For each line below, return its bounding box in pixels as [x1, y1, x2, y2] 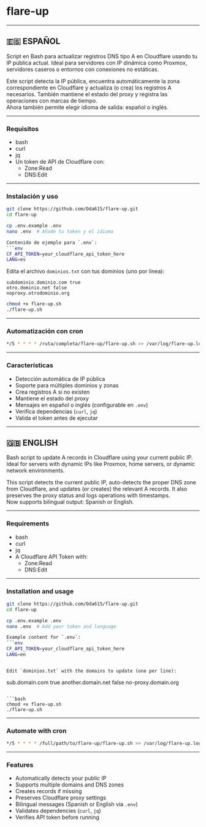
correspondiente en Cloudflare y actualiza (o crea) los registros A [6, 84, 172, 91]
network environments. [6, 467, 65, 474]
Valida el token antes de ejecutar [15, 414, 98, 421]
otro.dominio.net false [6, 285, 67, 291]
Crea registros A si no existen [15, 388, 90, 395]
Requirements [6, 519, 50, 528]
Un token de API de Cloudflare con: [15, 158, 105, 166]
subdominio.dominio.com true [6, 280, 81, 286]
